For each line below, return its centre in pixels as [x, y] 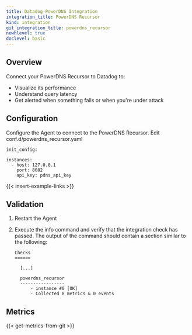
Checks [22, 253]
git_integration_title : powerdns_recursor [58, 28]
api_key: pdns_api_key [44, 175]
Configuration [32, 118]
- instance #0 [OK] [54, 289]
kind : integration [28, 22]
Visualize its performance [45, 88]
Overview [24, 62]
